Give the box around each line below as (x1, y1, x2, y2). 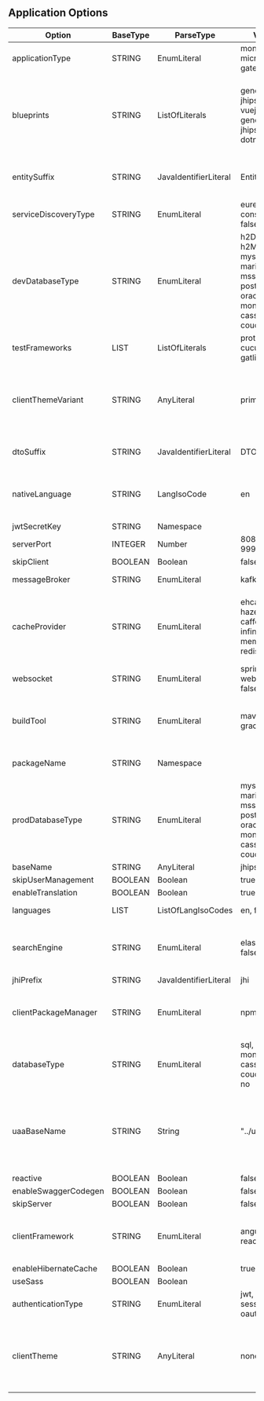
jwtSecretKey (12, 521, 61, 532)
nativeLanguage (12, 488, 72, 499)
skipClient (12, 556, 49, 567)
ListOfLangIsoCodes (156, 905, 233, 916)
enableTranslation (12, 887, 78, 898)
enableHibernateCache (12, 1263, 98, 1274)
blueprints (12, 109, 49, 120)
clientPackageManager (12, 1007, 98, 1018)
